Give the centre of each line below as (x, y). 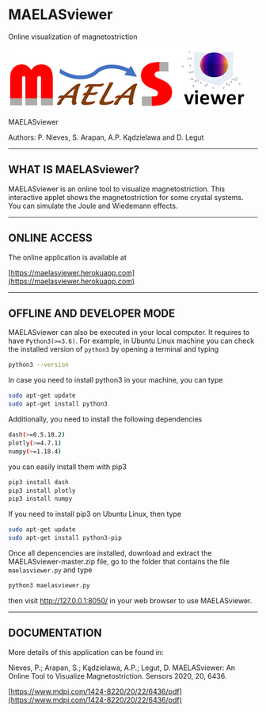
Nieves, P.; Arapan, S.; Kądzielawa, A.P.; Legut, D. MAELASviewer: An (122, 668)
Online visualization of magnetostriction (73, 37)
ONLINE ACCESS (50, 239)
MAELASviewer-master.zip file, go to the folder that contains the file (119, 562)
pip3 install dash (38, 482)
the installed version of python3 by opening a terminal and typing (114, 349)
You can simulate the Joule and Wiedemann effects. (93, 206)
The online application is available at (67, 257)
